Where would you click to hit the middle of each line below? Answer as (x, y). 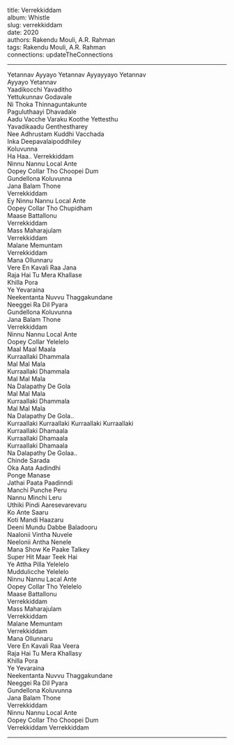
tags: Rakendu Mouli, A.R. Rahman (57, 47)
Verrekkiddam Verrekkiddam (48, 728)
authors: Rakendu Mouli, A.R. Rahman (61, 40)
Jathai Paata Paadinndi (40, 482)
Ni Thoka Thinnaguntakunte (47, 104)
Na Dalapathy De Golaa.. (42, 453)
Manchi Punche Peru (37, 490)
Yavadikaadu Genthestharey (48, 126)
